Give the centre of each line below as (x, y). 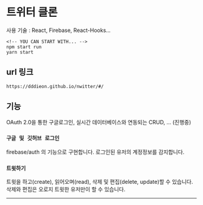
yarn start (20, 52)
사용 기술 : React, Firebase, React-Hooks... (58, 30)
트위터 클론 (32, 12)
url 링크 (20, 72)
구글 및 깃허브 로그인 (33, 138)
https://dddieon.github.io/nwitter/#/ (55, 86)
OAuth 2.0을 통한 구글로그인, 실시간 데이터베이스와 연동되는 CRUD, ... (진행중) (99, 122)
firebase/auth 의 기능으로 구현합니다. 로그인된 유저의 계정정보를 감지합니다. (95, 152)
